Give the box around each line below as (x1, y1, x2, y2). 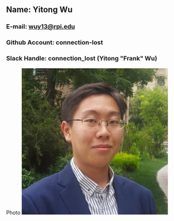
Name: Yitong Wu (6, 5, 73, 15)
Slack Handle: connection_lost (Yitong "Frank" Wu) (6, 55, 157, 63)
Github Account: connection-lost (6, 39, 104, 47)
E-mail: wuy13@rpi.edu (6, 23, 75, 31)
